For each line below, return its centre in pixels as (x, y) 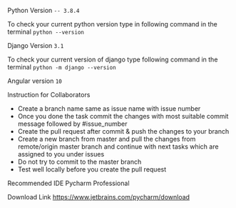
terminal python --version (46, 32)
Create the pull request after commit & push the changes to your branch (123, 131)
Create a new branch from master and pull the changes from (107, 139)
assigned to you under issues (61, 154)
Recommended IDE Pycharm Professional (68, 183)
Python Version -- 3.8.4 (43, 10)
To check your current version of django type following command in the (113, 59)
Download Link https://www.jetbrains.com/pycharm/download (99, 197)
